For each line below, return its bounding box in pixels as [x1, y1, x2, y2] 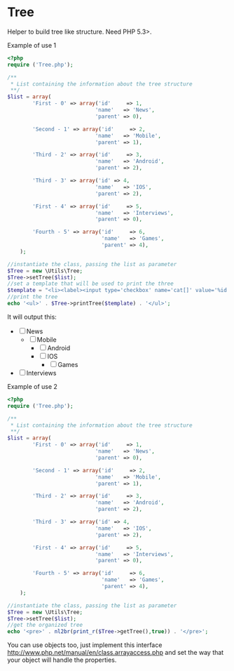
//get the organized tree [7, 622, 83, 629]
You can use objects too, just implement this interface [7, 641, 163, 649]
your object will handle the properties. [7, 656, 117, 664]
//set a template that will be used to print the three [7, 280, 174, 288]
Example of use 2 [7, 382, 58, 390]
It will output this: [7, 312, 57, 321]
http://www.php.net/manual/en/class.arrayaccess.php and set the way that [7, 649, 224, 657]
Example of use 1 [7, 41, 57, 49]
